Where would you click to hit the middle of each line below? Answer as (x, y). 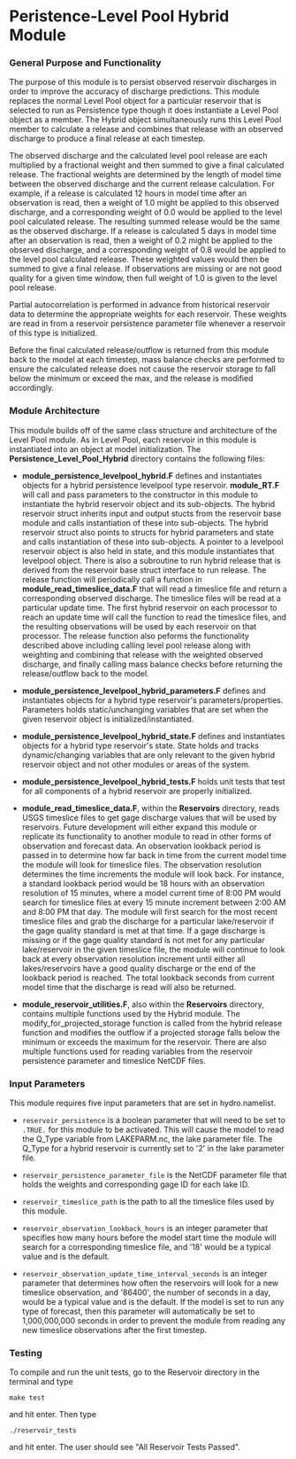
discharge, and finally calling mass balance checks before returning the (152, 664)
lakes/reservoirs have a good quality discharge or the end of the (139, 968)
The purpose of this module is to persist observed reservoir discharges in (143, 82)
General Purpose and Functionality (85, 63)
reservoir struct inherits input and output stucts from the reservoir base (152, 513)
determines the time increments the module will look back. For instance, (153, 874)
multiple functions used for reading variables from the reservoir (137, 1051)
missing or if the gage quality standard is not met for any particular (143, 940)
